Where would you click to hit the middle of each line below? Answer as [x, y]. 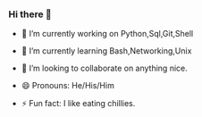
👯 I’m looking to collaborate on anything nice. [105, 68]
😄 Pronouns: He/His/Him [68, 86]
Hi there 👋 [30, 14]
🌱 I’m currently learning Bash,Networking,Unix [106, 51]
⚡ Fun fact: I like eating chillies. [78, 104]
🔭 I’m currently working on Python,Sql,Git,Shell [107, 34]
